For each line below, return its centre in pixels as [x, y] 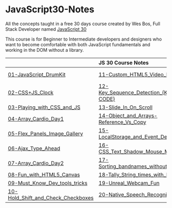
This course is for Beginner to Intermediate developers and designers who [84, 39]
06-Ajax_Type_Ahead [34, 148]
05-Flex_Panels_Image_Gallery [46, 134]
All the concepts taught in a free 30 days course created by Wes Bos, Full [83, 24]
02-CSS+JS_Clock [31, 92]
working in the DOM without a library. [45, 50]
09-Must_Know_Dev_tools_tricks [48, 183]
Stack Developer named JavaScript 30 [46, 29]
